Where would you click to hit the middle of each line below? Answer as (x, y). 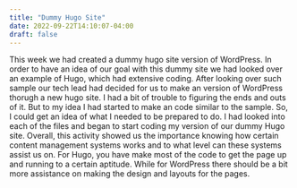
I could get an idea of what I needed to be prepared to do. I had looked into (148, 116)
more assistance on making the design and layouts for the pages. (130, 174)
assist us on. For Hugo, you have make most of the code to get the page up (148, 155)
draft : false (34, 34)
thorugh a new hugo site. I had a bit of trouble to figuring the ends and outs (148, 98)
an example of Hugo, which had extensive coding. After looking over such (145, 79)
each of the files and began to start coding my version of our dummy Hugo (147, 126)
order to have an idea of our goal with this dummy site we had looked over (146, 69)
